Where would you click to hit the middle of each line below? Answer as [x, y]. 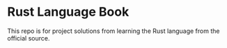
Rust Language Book [68, 12]
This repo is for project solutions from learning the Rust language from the [113, 31]
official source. [29, 38]
